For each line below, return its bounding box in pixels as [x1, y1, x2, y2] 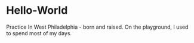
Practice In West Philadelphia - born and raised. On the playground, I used [6, 23, 189, 30]
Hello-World [6, 4, 68, 17]
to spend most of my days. [6, 29, 72, 36]
